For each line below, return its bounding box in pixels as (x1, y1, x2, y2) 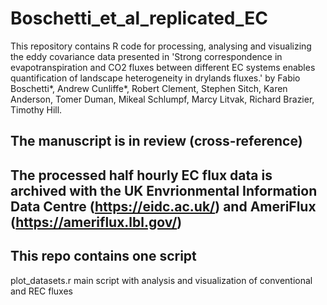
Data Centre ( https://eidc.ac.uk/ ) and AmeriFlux (10, 198, 317, 215)
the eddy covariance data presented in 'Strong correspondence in (10, 50, 283, 62)
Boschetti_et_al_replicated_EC (10, 7, 269, 30)
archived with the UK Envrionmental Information (10, 182, 318, 199)
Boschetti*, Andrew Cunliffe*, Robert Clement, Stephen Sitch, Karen (10, 82, 288, 94)
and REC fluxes (10, 285, 73, 297)
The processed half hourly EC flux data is (10, 167, 273, 184)
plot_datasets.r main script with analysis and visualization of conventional (10, 274, 313, 286)
